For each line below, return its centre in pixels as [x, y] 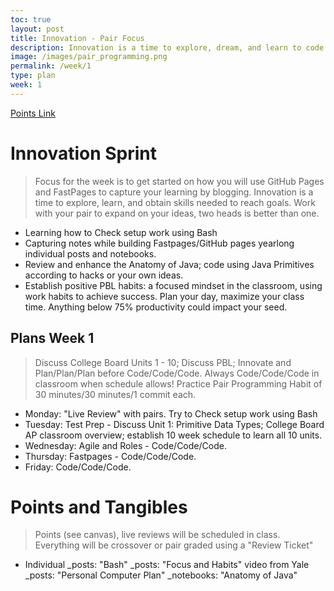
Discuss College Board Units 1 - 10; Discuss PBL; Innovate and [163, 362]
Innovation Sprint [84, 153]
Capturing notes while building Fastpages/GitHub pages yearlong [159, 243]
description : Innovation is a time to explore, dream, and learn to [156, 47]
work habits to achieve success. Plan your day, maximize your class [164, 296]
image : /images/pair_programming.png [89, 57]
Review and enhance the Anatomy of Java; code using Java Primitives [169, 264]
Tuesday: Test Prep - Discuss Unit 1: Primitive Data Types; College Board [174, 424]
